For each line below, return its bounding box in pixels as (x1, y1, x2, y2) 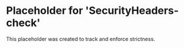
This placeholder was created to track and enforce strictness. (6, 35, 156, 42)
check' (6, 16, 41, 29)
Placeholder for (6, 4, 83, 17)
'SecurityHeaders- (85, 4, 179, 17)
